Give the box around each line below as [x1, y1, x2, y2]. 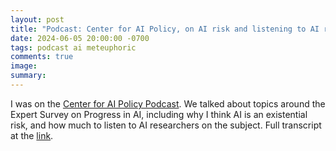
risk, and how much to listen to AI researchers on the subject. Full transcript [10, 119, 322, 131]
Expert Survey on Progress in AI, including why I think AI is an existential [10, 108, 308, 120]
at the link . [10, 129, 54, 141]
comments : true [10, 52, 74, 62]
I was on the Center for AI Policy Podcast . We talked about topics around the [10, 97, 326, 110]
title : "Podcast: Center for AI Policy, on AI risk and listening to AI [10, 24, 320, 34]
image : [10, 61, 38, 71]
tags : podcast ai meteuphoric [10, 42, 137, 53]
